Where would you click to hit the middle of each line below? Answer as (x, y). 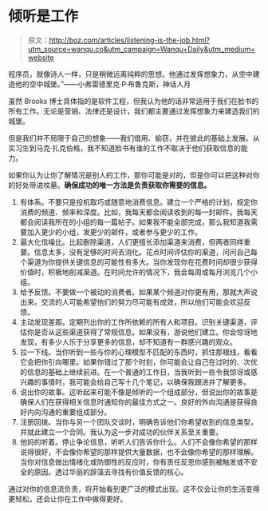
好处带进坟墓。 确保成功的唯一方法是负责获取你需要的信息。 (113, 185)
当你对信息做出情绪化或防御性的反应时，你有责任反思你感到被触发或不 (135, 461)
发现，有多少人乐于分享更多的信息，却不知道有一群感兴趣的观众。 (128, 341)
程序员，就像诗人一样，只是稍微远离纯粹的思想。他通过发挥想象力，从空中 (130, 74)
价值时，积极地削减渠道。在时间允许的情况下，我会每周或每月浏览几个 (135, 272)
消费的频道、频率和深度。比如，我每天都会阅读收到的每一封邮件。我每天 (138, 212)
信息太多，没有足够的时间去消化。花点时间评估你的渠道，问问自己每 (146, 252)
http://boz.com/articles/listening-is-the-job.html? (129, 40)
